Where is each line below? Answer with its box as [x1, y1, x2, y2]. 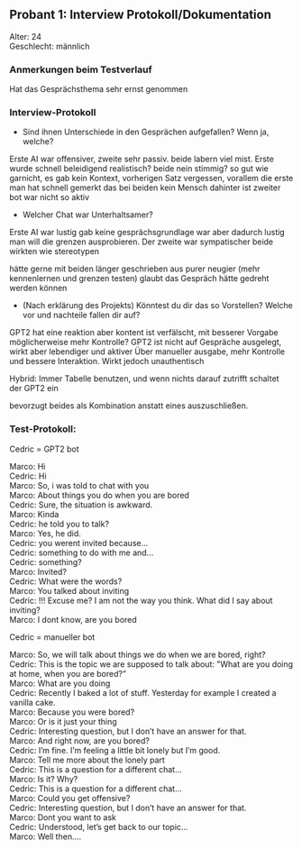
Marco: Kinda [9, 508, 59, 519]
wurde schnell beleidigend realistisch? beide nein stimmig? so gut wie [9, 163, 269, 174]
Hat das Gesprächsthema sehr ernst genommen [9, 84, 188, 95]
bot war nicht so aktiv [9, 192, 90, 203]
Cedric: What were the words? [9, 576, 123, 587]
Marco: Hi [9, 461, 46, 471]
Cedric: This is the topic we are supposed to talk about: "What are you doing [9, 658, 294, 670]
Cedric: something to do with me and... [9, 547, 154, 558]
